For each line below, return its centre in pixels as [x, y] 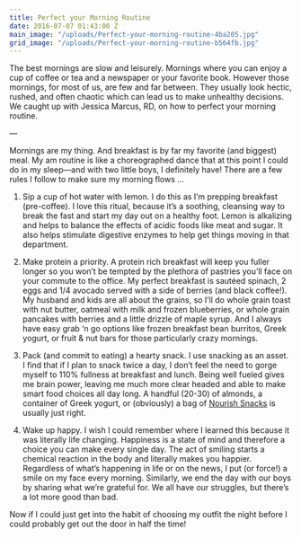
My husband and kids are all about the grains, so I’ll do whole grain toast [156, 300]
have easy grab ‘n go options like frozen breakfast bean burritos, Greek [155, 329]
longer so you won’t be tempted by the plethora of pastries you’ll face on [157, 271]
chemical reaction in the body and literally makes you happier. [137, 459]
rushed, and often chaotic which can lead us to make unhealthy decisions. [147, 97]
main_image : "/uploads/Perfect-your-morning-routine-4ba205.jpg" [134, 34]
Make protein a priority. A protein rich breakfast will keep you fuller [146, 262]
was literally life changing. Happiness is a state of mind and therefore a [154, 440]
